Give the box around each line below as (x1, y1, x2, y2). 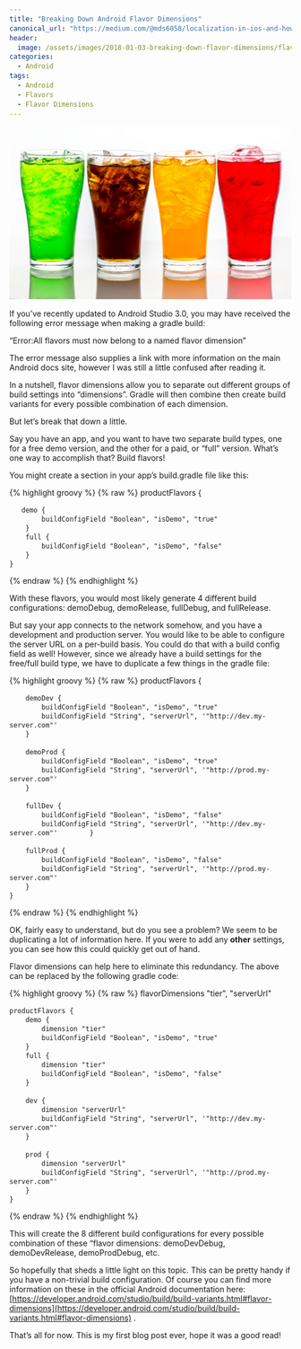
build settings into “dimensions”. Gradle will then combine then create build (9, 389, 287, 400)
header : (9, 33, 39, 42)
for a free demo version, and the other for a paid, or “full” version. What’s (9, 443, 279, 454)
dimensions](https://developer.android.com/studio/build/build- (9, 1303, 240, 1314)
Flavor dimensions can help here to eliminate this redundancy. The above (9, 961, 279, 972)
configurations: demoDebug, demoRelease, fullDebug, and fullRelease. (9, 603, 271, 613)
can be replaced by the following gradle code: (9, 971, 179, 982)
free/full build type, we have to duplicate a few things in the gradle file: (9, 658, 271, 669)
